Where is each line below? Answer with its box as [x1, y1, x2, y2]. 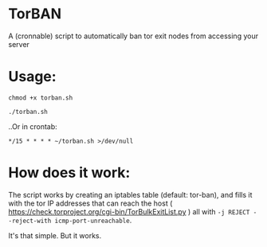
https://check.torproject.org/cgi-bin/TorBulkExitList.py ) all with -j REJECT [8, 206, 250, 216]
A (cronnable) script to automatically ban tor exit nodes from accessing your [8, 31, 259, 41]
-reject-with [8, 217, 52, 225]
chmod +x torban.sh [8, 93, 73, 102]
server [8, 39, 30, 49]
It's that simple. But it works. [8, 230, 102, 240]
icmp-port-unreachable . [54, 215, 132, 225]
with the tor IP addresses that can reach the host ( [8, 198, 173, 208]
